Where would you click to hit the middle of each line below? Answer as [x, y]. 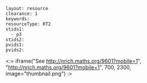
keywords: [18, 19]
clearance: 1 [22, 14]
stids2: [15, 40]
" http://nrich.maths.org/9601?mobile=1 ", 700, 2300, [68, 67]
